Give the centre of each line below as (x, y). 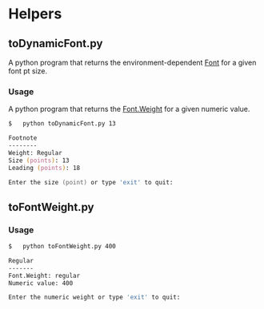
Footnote (23, 138)
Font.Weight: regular (44, 275)
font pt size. (28, 71)
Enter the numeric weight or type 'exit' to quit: (94, 297)
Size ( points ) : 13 (39, 160)
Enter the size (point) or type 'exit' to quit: (91, 182)
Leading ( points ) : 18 (44, 168)
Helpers (35, 14)
